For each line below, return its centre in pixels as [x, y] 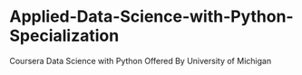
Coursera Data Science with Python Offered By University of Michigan [141, 61]
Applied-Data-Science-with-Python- [151, 17]
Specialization [64, 36]
